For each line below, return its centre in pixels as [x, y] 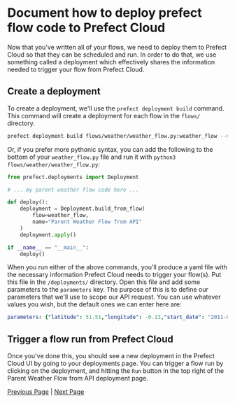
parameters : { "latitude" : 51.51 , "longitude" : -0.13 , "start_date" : [106, 317]
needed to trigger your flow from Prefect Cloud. [76, 69]
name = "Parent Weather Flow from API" [87, 222]
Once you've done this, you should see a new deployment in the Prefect [111, 356]
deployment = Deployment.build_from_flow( [83, 209]
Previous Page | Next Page [46, 392]
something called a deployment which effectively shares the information [111, 62]
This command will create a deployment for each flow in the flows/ [104, 115]
